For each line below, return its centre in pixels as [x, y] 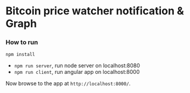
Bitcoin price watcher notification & [95, 11]
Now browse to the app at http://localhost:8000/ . [68, 83]
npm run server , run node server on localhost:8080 [77, 66]
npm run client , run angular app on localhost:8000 [77, 72]
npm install [20, 55]
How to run [22, 42]
